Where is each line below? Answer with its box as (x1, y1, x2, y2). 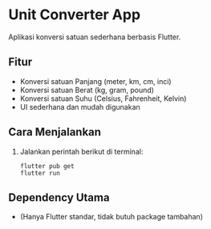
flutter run (19, 169, 60, 177)
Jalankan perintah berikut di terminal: (19, 147, 144, 156)
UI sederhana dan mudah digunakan (19, 102, 140, 111)
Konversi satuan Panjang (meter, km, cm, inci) (19, 76, 172, 86)
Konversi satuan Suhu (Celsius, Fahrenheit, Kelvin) (19, 94, 187, 103)
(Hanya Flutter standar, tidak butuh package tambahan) (19, 212, 203, 222)
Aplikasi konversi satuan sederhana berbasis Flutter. (8, 32, 181, 42)
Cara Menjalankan (8, 126, 102, 139)
